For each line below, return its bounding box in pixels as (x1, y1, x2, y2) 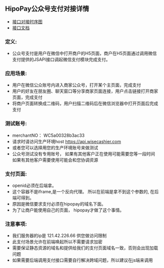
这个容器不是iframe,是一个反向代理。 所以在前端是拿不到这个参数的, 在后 (12, 189, 159, 194)
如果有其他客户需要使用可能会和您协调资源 (12, 157, 98, 163)
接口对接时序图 (12, 19, 43, 25)
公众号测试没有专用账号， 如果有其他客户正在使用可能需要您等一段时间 (12, 150, 155, 156)
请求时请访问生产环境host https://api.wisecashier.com (12, 138, 121, 144)
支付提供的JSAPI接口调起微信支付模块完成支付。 (12, 57, 111, 62)
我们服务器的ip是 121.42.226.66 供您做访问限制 (12, 233, 107, 238)
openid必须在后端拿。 (12, 182, 57, 188)
